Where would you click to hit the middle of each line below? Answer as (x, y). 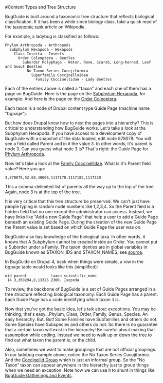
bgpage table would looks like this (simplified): (52, 267)
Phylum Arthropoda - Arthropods (38, 45)
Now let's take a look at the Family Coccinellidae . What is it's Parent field (78, 163)
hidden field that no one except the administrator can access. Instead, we (79, 212)
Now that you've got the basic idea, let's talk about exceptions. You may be (81, 309)
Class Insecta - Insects (39, 54)
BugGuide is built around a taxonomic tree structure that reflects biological (80, 16)
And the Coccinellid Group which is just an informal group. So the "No (75, 360)
